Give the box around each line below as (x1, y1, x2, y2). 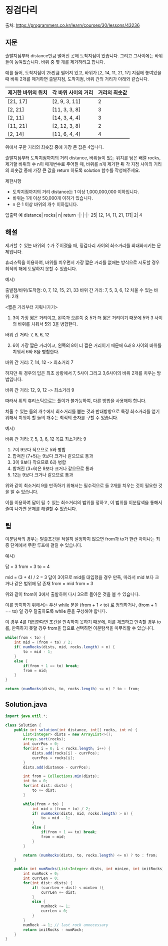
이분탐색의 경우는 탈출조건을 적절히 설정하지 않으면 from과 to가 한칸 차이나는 (5, 536, 155, 542)
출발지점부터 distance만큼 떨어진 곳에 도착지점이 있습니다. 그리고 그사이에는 (5, 52, 154, 58)
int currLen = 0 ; (23, 876, 59, 881)
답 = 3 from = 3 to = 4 (5, 563, 50, 570)
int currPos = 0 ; (23, 741, 59, 746)
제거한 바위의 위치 (7, 89, 47, 96)
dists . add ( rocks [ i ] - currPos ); (31, 750, 99, 755)
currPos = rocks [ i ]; (31, 755, 75, 761)
